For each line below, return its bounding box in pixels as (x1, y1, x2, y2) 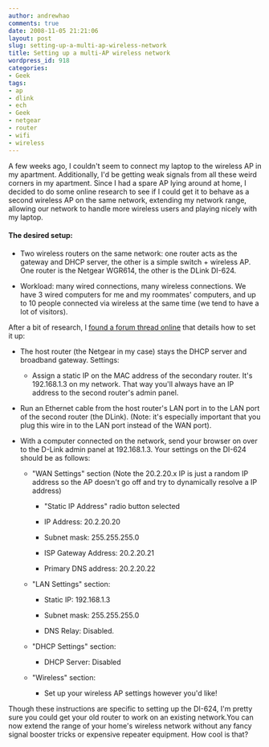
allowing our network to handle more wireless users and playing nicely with (8, 203, 258, 213)
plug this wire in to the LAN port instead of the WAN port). (19, 420, 212, 430)
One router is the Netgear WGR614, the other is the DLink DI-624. (19, 265, 237, 275)
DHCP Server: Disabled (43, 657, 122, 667)
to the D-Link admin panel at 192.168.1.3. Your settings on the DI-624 (19, 444, 247, 454)
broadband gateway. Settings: (19, 355, 120, 364)
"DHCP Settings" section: (31, 641, 116, 651)
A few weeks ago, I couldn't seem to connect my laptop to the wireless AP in (8, 161, 262, 170)
